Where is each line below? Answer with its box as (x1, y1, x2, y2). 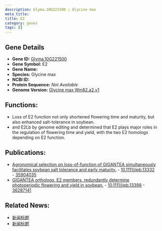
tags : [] (5, 25, 23, 30)
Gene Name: (12, 66, 38, 72)
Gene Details (5, 43, 44, 51)
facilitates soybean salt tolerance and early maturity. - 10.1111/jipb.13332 (12, 166, 155, 172)
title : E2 (5, 16, 25, 21)
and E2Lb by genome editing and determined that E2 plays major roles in (12, 124, 157, 130)
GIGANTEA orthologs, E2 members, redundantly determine (12, 177, 130, 182)
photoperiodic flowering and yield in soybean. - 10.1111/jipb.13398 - (12, 182, 145, 188)
